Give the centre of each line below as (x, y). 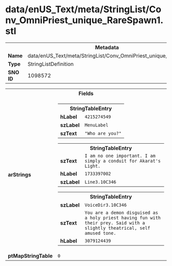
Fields (86, 93)
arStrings (20, 174)
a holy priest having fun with (123, 218)
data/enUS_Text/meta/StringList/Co (83, 9)
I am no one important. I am (120, 156)
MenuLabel (96, 125)
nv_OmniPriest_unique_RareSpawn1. (84, 20)
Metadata (107, 47)
